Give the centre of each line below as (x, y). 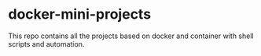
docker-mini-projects (80, 14)
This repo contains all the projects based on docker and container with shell (131, 36)
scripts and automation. (46, 44)
